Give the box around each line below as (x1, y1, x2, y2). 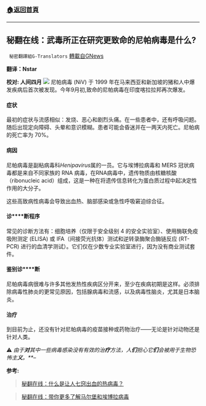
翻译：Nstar (6, 66, 37, 73)
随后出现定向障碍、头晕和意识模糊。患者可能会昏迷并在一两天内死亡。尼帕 (6, 124, 194, 131)
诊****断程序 (6, 213, 40, 220)
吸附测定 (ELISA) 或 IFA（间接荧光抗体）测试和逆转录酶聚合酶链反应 (6, 235, 178, 242)
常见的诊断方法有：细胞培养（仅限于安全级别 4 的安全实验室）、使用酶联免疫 (6, 227, 198, 234)
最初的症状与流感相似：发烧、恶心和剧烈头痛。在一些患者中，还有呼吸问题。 (6, 116, 200, 123)
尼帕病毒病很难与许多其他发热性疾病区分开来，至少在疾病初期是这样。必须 (6, 280, 194, 288)
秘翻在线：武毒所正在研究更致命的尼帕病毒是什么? (6, 35, 196, 45)
